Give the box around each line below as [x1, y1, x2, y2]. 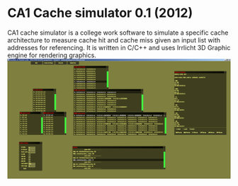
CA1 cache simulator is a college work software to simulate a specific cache [7, 28, 229, 37]
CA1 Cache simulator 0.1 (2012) [7, 5, 193, 21]
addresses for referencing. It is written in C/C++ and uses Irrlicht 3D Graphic [7, 43, 231, 52]
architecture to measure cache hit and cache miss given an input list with [7, 35, 221, 44]
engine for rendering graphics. [7, 51, 97, 59]
